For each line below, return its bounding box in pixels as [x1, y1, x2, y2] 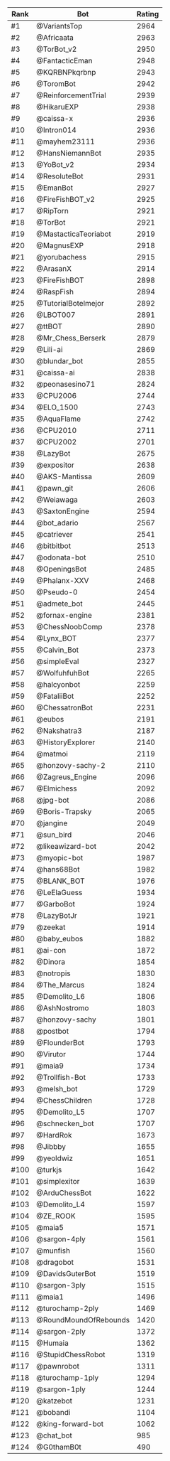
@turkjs [36, 1165, 62, 1174]
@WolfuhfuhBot [36, 668, 90, 678]
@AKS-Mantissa [36, 472, 92, 481]
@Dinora [36, 957, 66, 966]
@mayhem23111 [36, 137, 96, 146]
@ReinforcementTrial [36, 90, 106, 100]
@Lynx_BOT [36, 633, 77, 643]
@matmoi [36, 749, 69, 759]
